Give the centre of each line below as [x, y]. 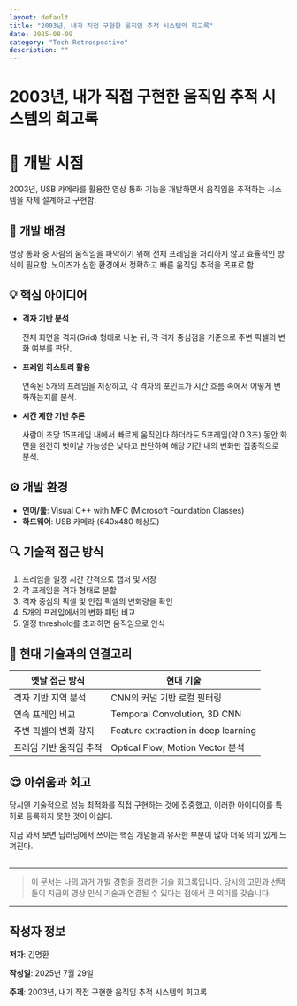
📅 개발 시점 [46, 163]
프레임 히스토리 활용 [56, 367]
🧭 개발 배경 [38, 231]
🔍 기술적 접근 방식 [57, 552]
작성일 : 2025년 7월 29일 [52, 973]
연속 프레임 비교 [45, 715]
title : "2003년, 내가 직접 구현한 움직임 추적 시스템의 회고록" [111, 26]
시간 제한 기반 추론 [53, 415]
